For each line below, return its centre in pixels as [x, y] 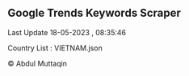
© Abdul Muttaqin [38, 63]
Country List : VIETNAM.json [55, 48]
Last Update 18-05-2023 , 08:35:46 [67, 32]
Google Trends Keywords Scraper [94, 13]
